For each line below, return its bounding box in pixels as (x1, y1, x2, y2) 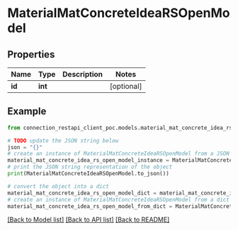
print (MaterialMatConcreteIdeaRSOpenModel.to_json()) (7, 170, 170, 177)
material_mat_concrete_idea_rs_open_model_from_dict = (7, 202, 173, 210)
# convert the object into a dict (7, 182, 110, 190)
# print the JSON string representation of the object (7, 163, 173, 171)
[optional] (109, 82, 142, 91)
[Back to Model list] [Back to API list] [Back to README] (7, 215, 170, 224)
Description (62, 70, 103, 79)
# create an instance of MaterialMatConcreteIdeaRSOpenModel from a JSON (7, 150, 230, 158)
